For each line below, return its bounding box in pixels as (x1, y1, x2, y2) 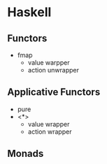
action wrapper (27, 127, 72, 136)
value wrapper (27, 120, 70, 128)
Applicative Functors (7, 86, 101, 99)
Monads (7, 148, 44, 160)
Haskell (7, 4, 52, 20)
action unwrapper (27, 66, 79, 74)
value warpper (27, 58, 70, 67)
